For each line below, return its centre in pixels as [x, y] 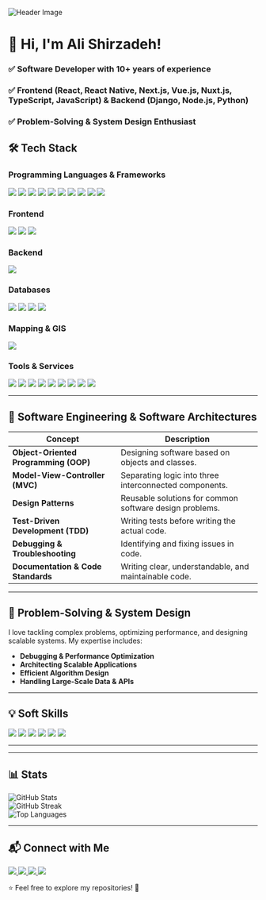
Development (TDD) [51, 530]
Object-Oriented [44, 452]
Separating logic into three [170, 475]
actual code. [144, 530]
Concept [63, 439]
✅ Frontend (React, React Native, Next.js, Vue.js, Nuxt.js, [120, 90]
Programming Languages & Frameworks [87, 175]
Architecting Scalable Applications [78, 664]
